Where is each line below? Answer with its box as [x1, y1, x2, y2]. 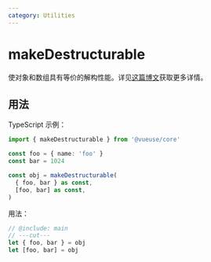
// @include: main [8, 224, 68, 232]
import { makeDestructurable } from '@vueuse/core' [8, 135, 180, 144]
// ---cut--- [8, 231, 51, 240]
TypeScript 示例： [8, 120, 67, 130]
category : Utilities [8, 11, 76, 20]
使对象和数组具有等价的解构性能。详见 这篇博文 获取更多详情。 [8, 72, 208, 82]
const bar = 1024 [8, 157, 65, 165]
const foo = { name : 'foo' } [8, 150, 104, 158]
